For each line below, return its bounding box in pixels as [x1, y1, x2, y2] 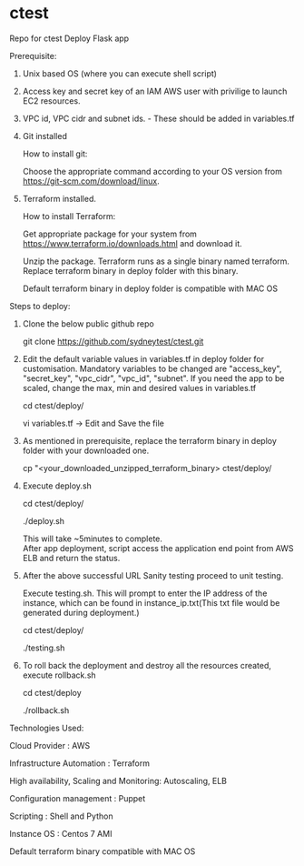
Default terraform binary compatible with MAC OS [9, 845, 196, 857]
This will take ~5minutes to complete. [22, 533, 163, 544]
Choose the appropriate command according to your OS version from [22, 166, 283, 176]
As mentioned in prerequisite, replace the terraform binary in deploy [22, 435, 277, 446]
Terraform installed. [22, 193, 97, 204]
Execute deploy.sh [22, 480, 93, 491]
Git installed [22, 130, 68, 141]
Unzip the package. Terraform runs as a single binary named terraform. [22, 256, 290, 267]
